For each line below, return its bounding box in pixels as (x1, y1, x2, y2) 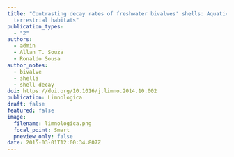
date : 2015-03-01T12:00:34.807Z (7, 140, 101, 147)
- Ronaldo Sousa (13, 56, 61, 63)
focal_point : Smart (13, 126, 70, 133)
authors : (7, 36, 33, 43)
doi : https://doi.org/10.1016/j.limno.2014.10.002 (7, 88, 157, 94)
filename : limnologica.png (13, 119, 92, 127)
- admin (13, 42, 36, 49)
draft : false (7, 101, 45, 108)
